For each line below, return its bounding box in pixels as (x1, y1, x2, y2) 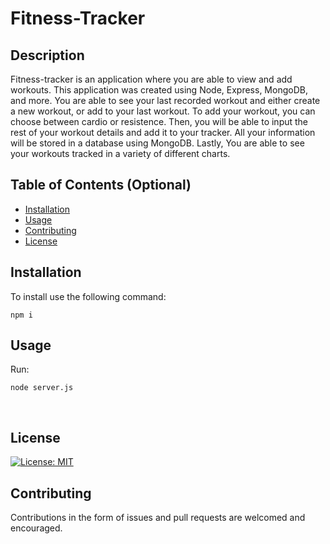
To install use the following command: (10, 290, 167, 302)
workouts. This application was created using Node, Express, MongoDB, (10, 84, 308, 96)
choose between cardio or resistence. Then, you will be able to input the (10, 116, 309, 127)
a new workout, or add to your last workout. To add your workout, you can (10, 105, 316, 117)
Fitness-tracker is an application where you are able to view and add (10, 73, 293, 85)
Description (10, 47, 85, 64)
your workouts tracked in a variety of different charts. (10, 148, 231, 159)
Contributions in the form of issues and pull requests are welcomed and (10, 512, 306, 524)
